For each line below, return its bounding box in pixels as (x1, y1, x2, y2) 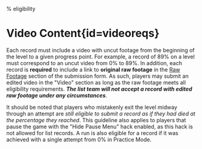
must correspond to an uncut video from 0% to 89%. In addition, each (6, 59, 183, 66)
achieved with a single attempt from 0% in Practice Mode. (6, 136, 152, 143)
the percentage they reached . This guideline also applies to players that (6, 116, 187, 123)
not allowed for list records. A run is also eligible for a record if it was (6, 129, 178, 136)
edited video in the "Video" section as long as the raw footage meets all (6, 78, 186, 86)
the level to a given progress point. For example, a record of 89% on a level (6, 53, 195, 60)
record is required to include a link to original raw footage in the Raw (6, 66, 181, 73)
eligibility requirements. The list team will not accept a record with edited (6, 85, 193, 92)
